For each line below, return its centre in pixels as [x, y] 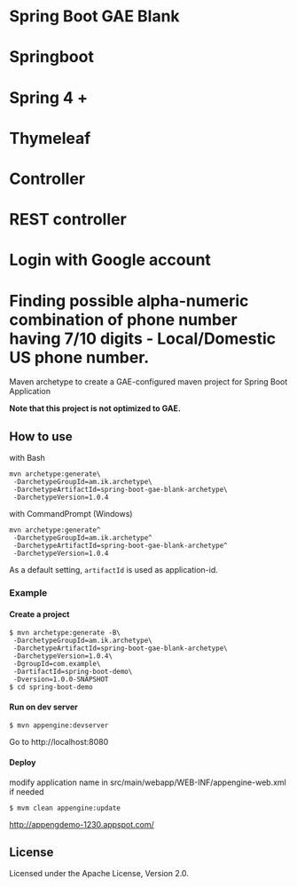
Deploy [23, 762]
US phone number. [79, 357]
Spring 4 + [49, 97]
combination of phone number [123, 319]
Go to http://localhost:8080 [59, 742]
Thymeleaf [50, 138]
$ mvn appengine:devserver [59, 725]
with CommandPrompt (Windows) [71, 514]
